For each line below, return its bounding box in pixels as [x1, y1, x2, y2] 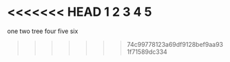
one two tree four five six [7, 27, 79, 35]
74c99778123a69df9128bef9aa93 [127, 40, 224, 48]
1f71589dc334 [127, 48, 167, 56]
